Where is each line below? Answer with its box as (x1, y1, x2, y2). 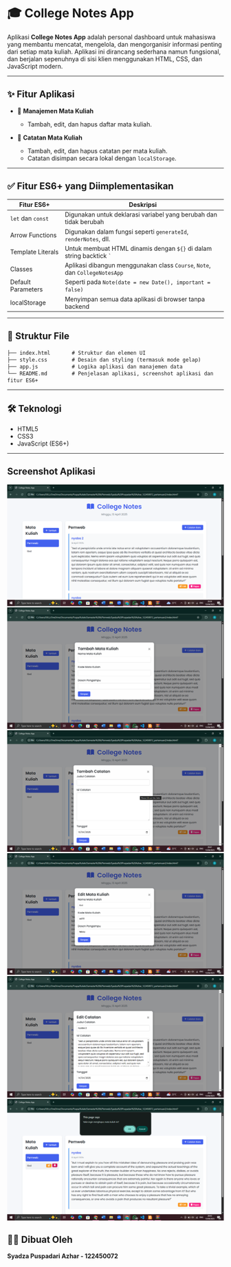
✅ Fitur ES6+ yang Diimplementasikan (7, 180, 174, 192)
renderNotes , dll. (65, 234, 111, 243)
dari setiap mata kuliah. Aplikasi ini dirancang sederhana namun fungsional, (7, 47, 221, 56)
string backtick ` (65, 252, 112, 260)
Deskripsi (129, 201, 157, 209)
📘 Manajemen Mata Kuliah (16, 107, 94, 115)
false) (65, 287, 84, 294)
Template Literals (10, 248, 59, 256)
